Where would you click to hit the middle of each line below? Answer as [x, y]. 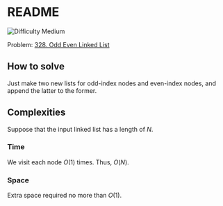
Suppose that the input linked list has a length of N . [80, 129]
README [33, 12]
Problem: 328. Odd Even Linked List [58, 44]
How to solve [36, 67]
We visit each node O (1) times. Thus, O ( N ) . [68, 162]
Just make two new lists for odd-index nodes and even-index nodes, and [112, 83]
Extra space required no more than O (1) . [65, 196]
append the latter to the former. [52, 90]
